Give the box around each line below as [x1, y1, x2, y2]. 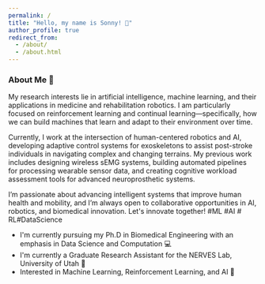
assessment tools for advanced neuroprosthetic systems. [8, 174, 195, 184]
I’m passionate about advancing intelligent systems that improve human [8, 190, 242, 200]
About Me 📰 [8, 74, 55, 85]
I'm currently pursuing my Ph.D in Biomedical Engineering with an [19, 230, 234, 240]
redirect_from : [8, 33, 59, 42]
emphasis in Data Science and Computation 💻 [19, 239, 172, 248]
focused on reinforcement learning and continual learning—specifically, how [8, 109, 257, 118]
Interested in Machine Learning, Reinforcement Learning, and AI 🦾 [19, 267, 235, 277]
